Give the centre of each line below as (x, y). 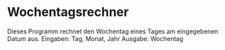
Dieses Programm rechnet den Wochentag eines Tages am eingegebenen (113, 31)
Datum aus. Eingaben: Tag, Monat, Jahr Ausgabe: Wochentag (95, 38)
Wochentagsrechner (68, 12)
